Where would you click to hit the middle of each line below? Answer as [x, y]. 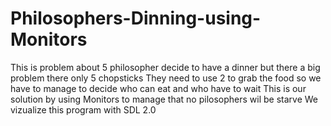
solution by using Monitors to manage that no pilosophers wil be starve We [164, 99]
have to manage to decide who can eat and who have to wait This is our [158, 88]
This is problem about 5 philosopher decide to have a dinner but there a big [165, 67]
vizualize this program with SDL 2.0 [83, 109]
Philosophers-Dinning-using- [136, 18]
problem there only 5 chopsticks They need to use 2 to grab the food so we [166, 78]
